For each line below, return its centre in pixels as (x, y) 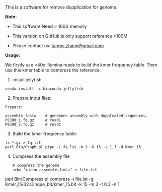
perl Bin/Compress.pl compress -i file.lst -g (49, 179)
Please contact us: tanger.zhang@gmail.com (58, 46)
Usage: (13, 55)
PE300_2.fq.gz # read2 (33, 125)
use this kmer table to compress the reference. (53, 70)
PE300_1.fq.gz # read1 (33, 120)
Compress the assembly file (41, 156)
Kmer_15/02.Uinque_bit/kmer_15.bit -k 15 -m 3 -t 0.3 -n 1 (62, 184)
